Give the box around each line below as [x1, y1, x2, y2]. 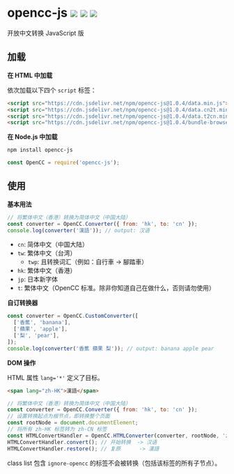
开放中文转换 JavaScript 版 [7, 29, 85, 37]
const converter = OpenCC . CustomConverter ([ [7, 312, 139, 320]
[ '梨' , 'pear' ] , [13, 332, 60, 339]
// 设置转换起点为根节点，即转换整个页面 [7, 413, 110, 420]
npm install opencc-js [7, 146, 73, 154]
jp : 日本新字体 [17, 275, 58, 284]
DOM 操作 [7, 358, 36, 367]
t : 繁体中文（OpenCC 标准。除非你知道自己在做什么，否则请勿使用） [17, 284, 216, 292]
